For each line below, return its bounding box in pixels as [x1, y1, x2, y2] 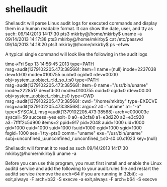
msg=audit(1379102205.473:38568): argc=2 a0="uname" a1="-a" [5, 103, 142, 109]
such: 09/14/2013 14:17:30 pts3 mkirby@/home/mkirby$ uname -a [5, 31, 142, 37]
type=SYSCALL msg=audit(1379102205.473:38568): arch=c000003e [5, 109, 149, 115]
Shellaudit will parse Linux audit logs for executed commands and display [5, 20, 157, 26]
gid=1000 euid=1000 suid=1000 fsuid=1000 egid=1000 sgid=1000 [5, 124, 142, 131]
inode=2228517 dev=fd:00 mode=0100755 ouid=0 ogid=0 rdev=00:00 [5, 87, 152, 93]
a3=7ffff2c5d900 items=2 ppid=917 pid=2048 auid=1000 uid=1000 [5, 119, 145, 125]
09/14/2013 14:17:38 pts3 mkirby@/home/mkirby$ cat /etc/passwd [5, 36, 143, 42]
